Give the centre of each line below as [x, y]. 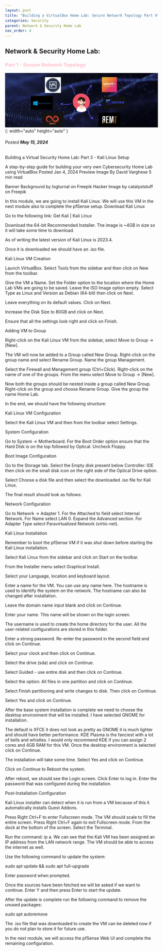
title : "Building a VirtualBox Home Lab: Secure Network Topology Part [79, 15]
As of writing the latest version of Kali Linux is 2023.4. [59, 240]
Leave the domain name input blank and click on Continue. [64, 605]
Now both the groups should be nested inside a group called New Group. [78, 384]
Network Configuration [28, 504]
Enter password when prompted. [38, 875]
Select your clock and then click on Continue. [50, 653]
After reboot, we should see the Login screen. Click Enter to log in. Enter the [81, 778]
